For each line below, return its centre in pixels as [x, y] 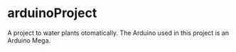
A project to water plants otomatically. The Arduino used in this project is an [118, 33]
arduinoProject [52, 13]
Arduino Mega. [29, 40]
